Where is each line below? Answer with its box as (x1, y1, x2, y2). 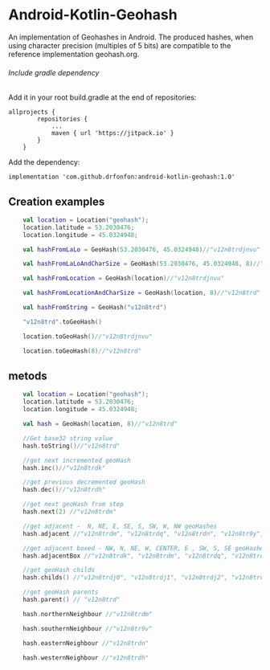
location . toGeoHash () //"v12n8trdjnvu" (22, 332, 153, 341)
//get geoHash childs (22, 566, 95, 574)
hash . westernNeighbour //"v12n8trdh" (22, 653, 149, 662)
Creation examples (8, 194, 105, 208)
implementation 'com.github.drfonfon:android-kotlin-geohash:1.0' (8, 173, 235, 182)
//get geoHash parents (22, 588, 99, 596)
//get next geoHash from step (22, 500, 125, 509)
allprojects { (8, 108, 56, 116)
